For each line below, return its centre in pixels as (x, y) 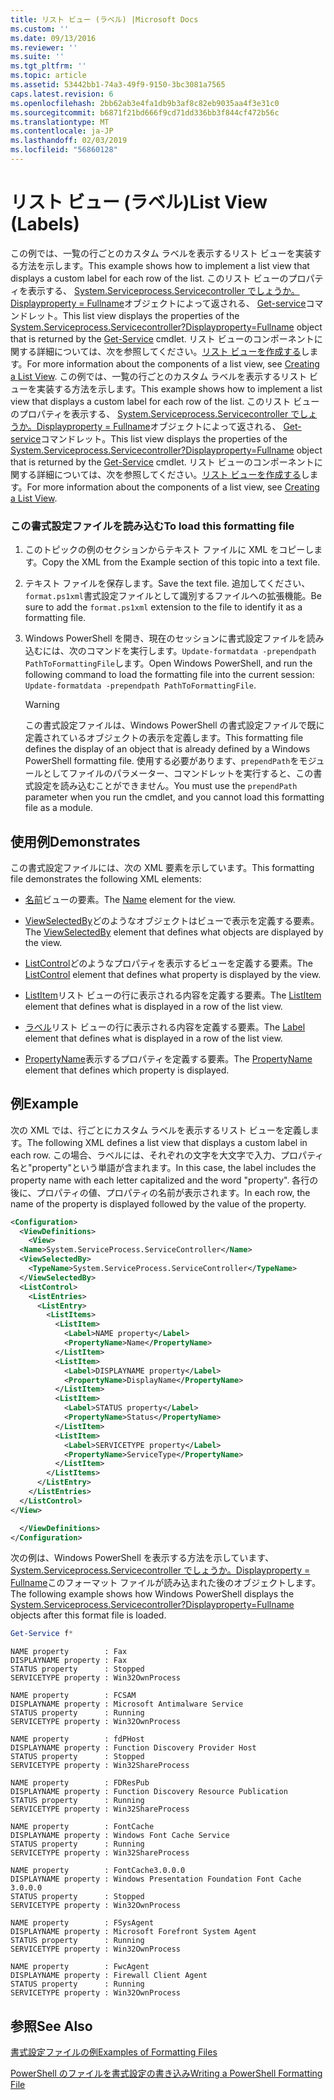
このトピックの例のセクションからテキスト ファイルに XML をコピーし (169, 550)
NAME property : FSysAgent (82, 1923)
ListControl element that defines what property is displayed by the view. (173, 974)
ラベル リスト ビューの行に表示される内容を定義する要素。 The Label (165, 1027)
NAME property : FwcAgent (80, 1967)
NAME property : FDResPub (80, 1783)
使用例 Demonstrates (75, 841)
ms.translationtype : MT (60, 122)
